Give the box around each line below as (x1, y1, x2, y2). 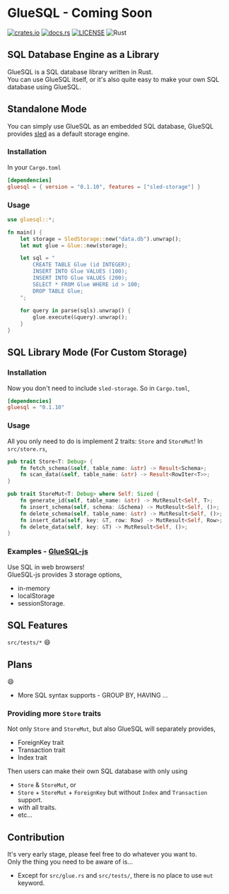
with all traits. (17, 804, 57, 812)
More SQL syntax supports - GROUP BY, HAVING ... (17, 691, 168, 700)
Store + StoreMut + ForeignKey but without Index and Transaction (17, 788, 208, 796)
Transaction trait (17, 746, 66, 754)
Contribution (7, 831, 65, 843)
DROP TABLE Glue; (33, 288, 83, 295)
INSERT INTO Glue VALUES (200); (33, 274, 129, 282)
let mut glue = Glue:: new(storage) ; (20, 242, 129, 249)
